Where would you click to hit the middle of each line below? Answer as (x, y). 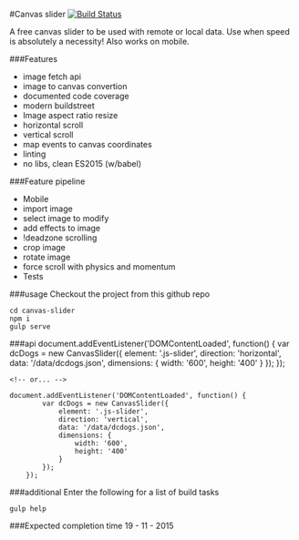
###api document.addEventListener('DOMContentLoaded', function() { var (149, 343)
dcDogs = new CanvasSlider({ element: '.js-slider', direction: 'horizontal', (145, 353)
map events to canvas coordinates (87, 144)
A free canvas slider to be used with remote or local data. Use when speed (149, 31)
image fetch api (52, 76)
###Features (33, 59)
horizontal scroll (53, 125)
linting (34, 154)
